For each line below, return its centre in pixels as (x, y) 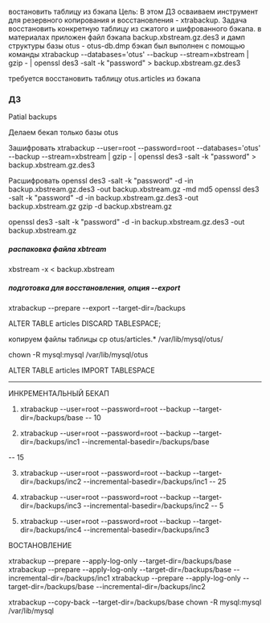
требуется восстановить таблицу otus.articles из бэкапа (104, 78)
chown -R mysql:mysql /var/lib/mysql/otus (78, 355)
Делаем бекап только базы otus (63, 133)
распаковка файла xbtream (57, 249)
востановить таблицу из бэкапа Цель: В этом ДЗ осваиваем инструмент (133, 12)
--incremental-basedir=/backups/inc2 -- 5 (153, 505)
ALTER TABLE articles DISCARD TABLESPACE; (85, 324)
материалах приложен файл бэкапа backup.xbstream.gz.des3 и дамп (127, 37)
